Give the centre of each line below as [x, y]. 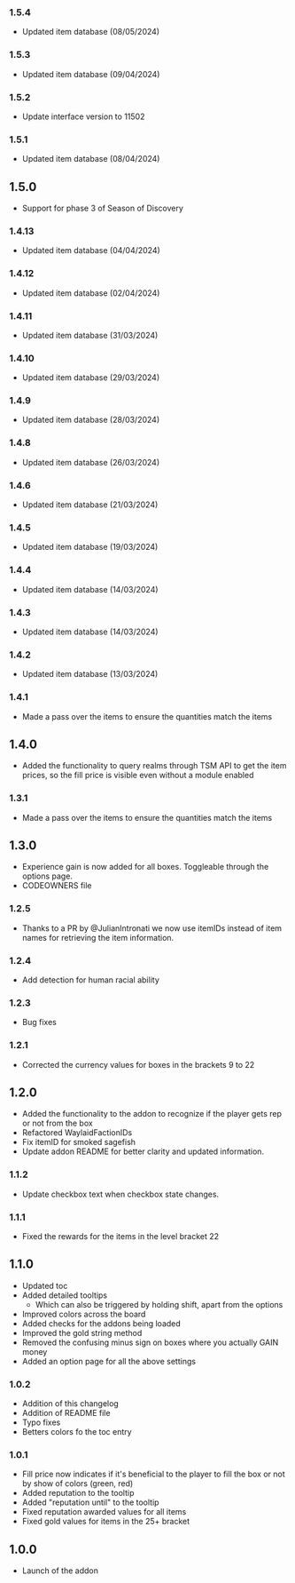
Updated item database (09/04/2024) [91, 74]
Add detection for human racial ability [90, 980]
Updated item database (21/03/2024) [90, 505]
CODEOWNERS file [57, 886]
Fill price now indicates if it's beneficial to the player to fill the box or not [153, 1474]
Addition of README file [66, 1413]
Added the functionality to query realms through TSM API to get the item [154, 766]
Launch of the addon [60, 1571]
